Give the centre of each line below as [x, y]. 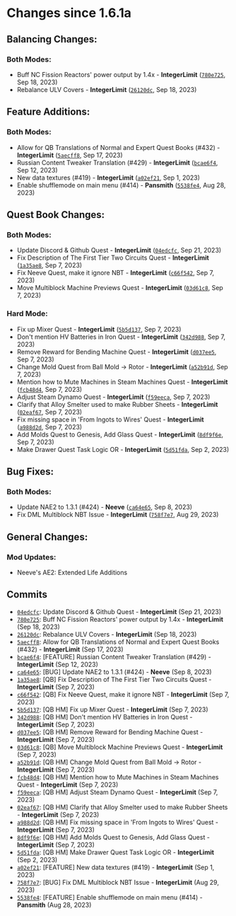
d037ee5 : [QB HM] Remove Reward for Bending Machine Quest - [110, 732]
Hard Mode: [27, 314]
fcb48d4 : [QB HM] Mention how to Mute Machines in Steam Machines [118, 777]
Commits [27, 595]
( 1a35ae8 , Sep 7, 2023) [49, 265]
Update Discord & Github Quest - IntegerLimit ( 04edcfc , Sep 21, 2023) [119, 250]
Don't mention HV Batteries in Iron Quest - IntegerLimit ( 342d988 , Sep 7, [121, 337]
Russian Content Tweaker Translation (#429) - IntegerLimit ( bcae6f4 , [117, 162]
